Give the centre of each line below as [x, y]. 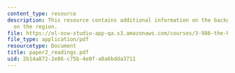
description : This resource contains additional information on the [109, 20]
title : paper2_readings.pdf [48, 53]
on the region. [36, 26]
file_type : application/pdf [48, 40]
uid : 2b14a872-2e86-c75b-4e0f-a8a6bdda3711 [72, 59]
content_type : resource [42, 14]
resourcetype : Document [42, 46]
